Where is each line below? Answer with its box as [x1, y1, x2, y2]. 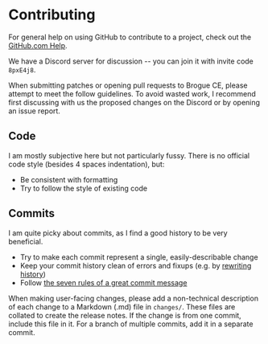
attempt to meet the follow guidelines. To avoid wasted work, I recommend [8, 88, 256, 98]
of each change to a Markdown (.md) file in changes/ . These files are [8, 301, 236, 311]
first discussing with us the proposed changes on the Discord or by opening [8, 97, 260, 107]
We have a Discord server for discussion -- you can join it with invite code [8, 56, 254, 66]
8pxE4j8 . [8, 64, 36, 74]
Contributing [8, 6, 96, 24]
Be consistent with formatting [19, 174, 118, 184]
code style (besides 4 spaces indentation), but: [8, 159, 165, 169]
